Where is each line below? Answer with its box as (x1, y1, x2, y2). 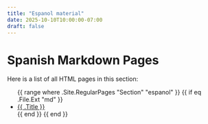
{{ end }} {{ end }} (16, 110, 69, 119)
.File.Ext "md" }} (16, 95, 63, 103)
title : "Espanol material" (7, 10, 84, 17)
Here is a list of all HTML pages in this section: (7, 75, 139, 83)
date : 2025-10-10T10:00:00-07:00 (7, 16, 103, 23)
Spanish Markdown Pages (7, 52, 159, 68)
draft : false (7, 23, 45, 29)
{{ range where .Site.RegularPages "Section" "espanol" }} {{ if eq (16, 88, 201, 97)
